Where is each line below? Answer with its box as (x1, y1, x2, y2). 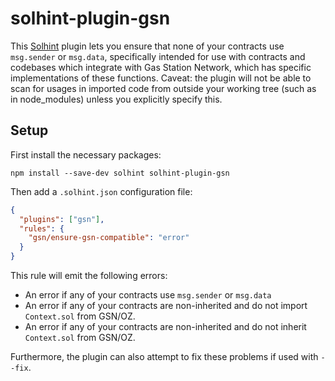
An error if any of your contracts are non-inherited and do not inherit (24, 321, 307, 332)
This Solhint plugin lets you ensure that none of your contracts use (10, 40, 285, 52)
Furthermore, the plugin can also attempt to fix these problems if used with (10, 351, 319, 362)
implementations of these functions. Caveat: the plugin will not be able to (10, 72, 312, 84)
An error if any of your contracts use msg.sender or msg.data (24, 289, 272, 301)
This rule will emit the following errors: (10, 270, 168, 281)
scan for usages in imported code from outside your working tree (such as (10, 82, 317, 94)
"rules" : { (19, 223, 65, 234)
